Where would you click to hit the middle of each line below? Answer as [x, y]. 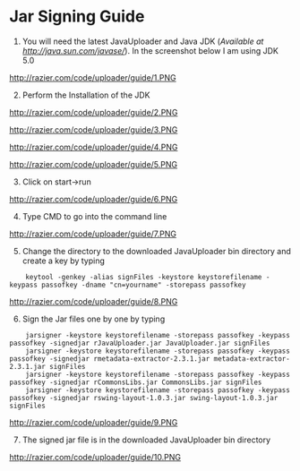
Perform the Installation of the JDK [86, 95]
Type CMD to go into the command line [94, 216]
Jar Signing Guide [77, 17]
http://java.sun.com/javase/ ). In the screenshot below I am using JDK [150, 50]
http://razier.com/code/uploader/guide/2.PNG [94, 112]
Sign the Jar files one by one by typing [94, 319]
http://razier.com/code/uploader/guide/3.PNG [94, 129]
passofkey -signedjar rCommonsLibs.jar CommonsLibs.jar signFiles [136, 382]
